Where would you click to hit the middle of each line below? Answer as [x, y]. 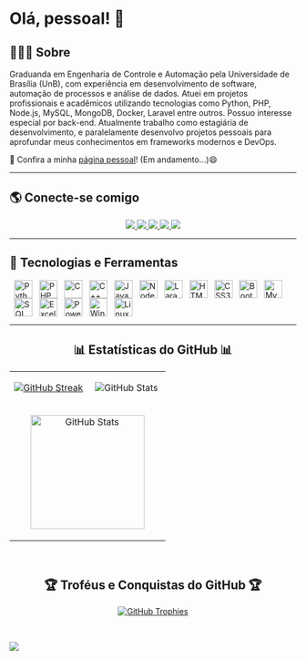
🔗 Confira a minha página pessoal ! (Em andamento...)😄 [113, 160]
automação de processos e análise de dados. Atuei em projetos [129, 93]
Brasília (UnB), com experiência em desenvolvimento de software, [133, 84]
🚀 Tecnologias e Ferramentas [94, 263]
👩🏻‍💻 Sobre [40, 52]
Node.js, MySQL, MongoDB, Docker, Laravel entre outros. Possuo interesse [151, 113]
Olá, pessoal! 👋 [67, 19]
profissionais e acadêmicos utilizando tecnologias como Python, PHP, [140, 103]
